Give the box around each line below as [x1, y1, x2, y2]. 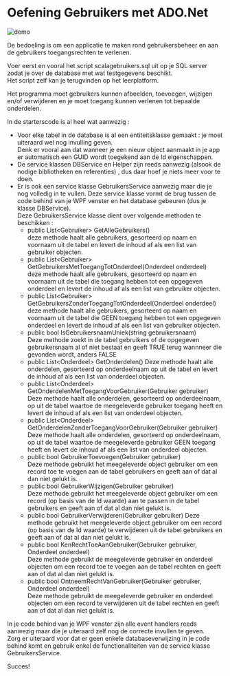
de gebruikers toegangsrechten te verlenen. [7, 48, 132, 56]
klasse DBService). [16, 204, 71, 212]
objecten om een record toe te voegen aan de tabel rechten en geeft [27, 562, 221, 571]
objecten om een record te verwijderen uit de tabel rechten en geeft [27, 599, 220, 607]
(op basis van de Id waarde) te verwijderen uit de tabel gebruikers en [27, 525, 223, 534]
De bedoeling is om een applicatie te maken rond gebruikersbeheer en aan [7, 41, 218, 49]
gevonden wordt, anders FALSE [27, 350, 117, 359]
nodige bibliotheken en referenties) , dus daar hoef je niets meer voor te [16, 167, 221, 176]
